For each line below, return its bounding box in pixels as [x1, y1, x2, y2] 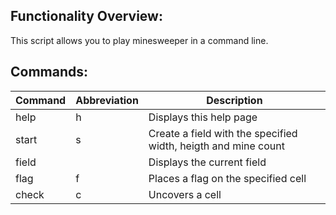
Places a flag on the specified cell [148, 171, 307, 185]
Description [206, 93, 263, 107]
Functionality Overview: [10, 8, 163, 25]
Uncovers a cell [148, 187, 222, 201]
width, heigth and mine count [148, 139, 285, 153]
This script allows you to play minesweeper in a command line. [10, 34, 269, 46]
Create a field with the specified [148, 126, 298, 140]
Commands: [10, 64, 89, 81]
